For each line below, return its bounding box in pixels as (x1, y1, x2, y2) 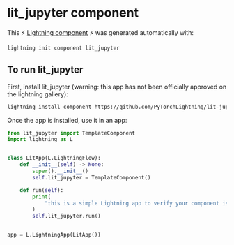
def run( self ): (19, 186, 64, 193)
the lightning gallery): (7, 89, 68, 98)
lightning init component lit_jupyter (7, 44, 120, 52)
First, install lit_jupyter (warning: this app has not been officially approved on (7, 82, 227, 91)
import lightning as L (7, 136, 73, 143)
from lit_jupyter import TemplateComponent (7, 129, 136, 137)
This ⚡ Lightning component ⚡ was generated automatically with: (7, 28, 194, 36)
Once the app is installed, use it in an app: (7, 116, 127, 124)
